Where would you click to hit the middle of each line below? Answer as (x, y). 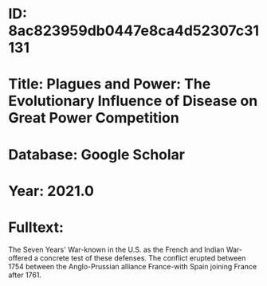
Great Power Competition (94, 118)
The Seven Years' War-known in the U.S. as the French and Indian (116, 249)
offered (20, 258)
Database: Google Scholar (97, 154)
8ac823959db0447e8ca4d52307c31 (134, 31)
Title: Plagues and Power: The (110, 84)
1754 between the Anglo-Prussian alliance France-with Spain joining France (133, 266)
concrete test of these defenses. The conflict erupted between (143, 258)
